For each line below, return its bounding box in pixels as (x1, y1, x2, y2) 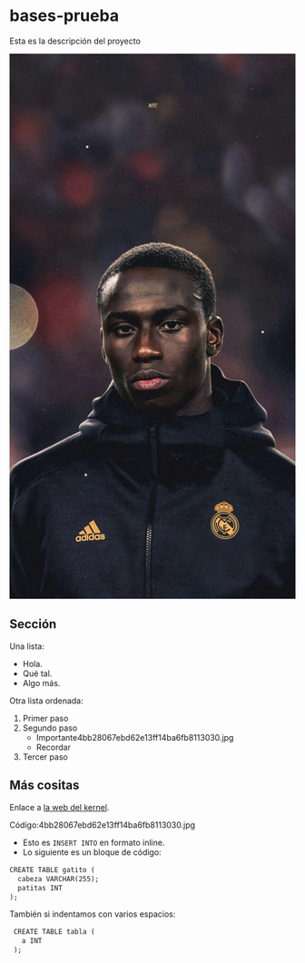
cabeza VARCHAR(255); (17, 874, 100, 883)
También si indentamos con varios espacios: (9, 909, 176, 919)
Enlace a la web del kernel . (9, 801, 110, 812)
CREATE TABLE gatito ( (9, 865, 95, 874)
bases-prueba (9, 5, 120, 26)
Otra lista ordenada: (9, 695, 84, 706)
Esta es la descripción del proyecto (9, 35, 141, 46)
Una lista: (9, 641, 45, 652)
